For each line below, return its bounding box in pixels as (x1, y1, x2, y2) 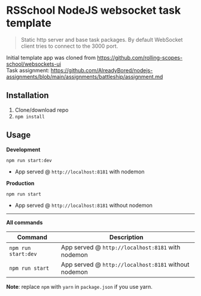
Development (6, 146, 41, 153)
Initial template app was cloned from (6, 54, 96, 61)
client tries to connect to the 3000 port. (20, 42, 118, 50)
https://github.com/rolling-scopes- (96, 54, 183, 61)
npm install (14, 114, 45, 120)
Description (109, 233, 144, 241)
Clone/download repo (14, 106, 69, 114)
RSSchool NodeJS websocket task (6, 4, 181, 17)
